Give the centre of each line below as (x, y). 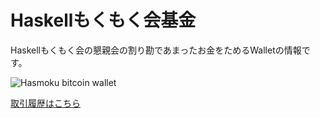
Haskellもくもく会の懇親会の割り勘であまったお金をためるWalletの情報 (156, 50)
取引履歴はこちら (45, 103)
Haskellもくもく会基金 (103, 20)
